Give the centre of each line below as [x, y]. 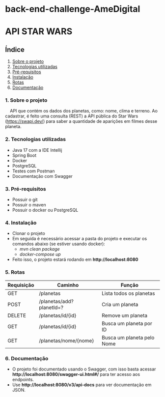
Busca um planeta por [127, 323]
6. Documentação [27, 358]
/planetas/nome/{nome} [67, 340]
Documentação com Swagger [42, 176]
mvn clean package [40, 249]
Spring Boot [24, 155]
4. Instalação [21, 223]
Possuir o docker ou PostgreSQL [45, 210]
